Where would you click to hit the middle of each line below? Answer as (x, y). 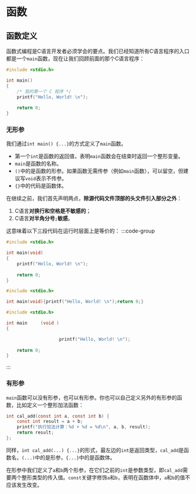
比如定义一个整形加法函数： (50, 405)
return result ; (35, 432)
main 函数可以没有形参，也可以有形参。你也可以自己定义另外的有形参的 (92, 398)
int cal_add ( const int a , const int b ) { (58, 416)
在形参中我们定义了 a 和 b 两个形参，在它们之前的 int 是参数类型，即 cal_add (94, 470)
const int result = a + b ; (50, 422)
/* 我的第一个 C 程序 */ (44, 91)
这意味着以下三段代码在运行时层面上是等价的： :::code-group (81, 231)
